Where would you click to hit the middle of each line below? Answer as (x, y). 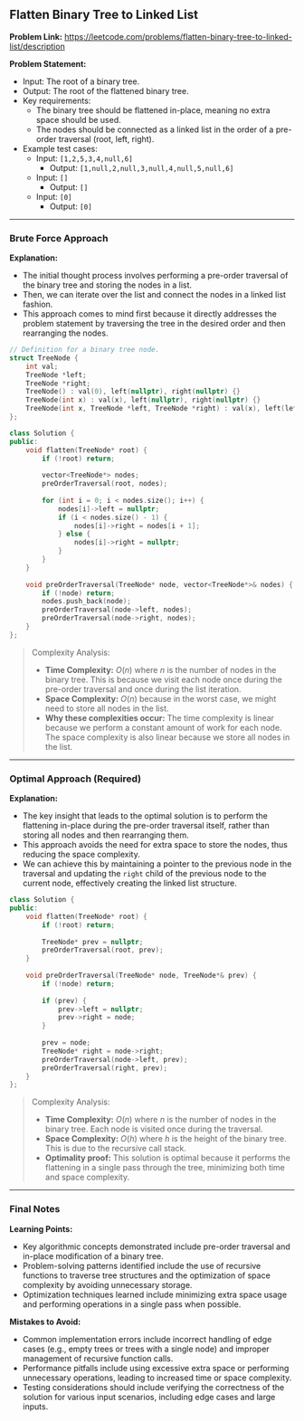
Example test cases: (60, 148)
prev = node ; (66, 1043)
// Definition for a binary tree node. (85, 350)
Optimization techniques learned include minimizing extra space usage (155, 1294)
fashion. (38, 304)
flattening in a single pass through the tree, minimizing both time (165, 1168)
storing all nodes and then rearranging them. (105, 835)
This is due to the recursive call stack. (116, 1149)
